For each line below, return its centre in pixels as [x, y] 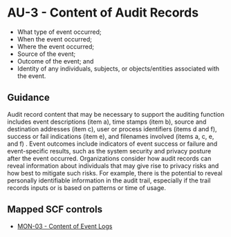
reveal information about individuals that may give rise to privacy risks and [113, 165]
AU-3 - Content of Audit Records [103, 13]
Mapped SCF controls [55, 210]
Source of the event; [46, 54]
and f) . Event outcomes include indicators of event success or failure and [112, 144]
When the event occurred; [54, 39]
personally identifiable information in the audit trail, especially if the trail [109, 180]
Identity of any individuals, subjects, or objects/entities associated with [118, 68]
